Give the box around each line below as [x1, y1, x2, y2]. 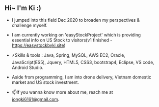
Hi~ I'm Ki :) [4, 4, 41, 12]
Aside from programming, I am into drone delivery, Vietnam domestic [11, 74, 152, 80]
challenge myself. [11, 22, 48, 28]
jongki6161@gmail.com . [11, 96, 60, 102]
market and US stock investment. [11, 79, 79, 85]
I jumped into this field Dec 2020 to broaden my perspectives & [11, 17, 140, 23]
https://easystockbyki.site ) [11, 42, 66, 48]
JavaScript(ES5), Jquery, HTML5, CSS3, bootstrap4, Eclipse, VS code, [11, 59, 155, 65]
